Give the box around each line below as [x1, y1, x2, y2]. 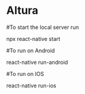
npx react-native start [6, 35, 61, 42]
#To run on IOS [6, 70, 44, 77]
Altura [6, 4, 38, 17]
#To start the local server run [6, 23, 79, 31]
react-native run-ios [6, 82, 56, 89]
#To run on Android [6, 46, 55, 54]
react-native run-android [6, 58, 69, 66]
